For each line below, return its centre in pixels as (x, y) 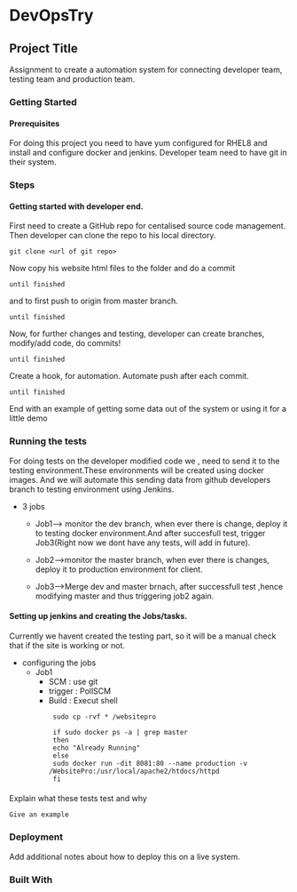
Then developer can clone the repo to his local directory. (113, 236)
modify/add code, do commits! (65, 343)
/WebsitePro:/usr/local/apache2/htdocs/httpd (134, 771)
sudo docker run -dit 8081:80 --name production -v (150, 763)
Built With (31, 880)
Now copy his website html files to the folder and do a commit (122, 269)
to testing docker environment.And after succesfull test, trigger (150, 533)
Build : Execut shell (83, 700)
